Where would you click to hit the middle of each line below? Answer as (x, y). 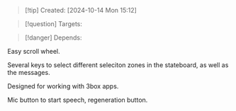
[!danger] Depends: (53, 37)
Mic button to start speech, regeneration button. (78, 100)
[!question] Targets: (54, 24)
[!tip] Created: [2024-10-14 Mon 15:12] (80, 10)
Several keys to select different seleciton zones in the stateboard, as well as (118, 65)
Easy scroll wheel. (34, 51)
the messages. (29, 72)
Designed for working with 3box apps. (63, 86)
